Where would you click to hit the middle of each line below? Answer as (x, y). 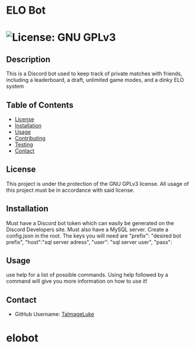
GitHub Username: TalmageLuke (55, 314)
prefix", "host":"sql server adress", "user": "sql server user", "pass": (89, 242)
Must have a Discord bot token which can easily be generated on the (90, 223)
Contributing (30, 138)
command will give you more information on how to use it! (77, 281)
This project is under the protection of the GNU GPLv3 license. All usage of (97, 184)
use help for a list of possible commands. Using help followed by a (87, 275)
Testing (24, 144)
